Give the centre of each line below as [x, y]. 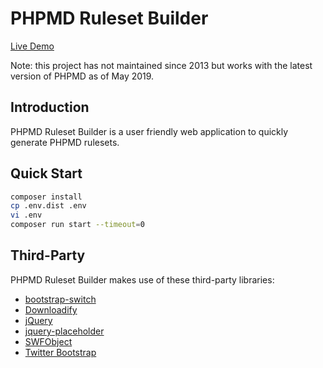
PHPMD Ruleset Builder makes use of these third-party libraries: [142, 279]
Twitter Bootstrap [60, 352]
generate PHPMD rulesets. [65, 142]
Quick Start [46, 173]
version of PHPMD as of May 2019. [82, 76]
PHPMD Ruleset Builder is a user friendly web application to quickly [149, 131]
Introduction [50, 107]
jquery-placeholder [64, 331]
